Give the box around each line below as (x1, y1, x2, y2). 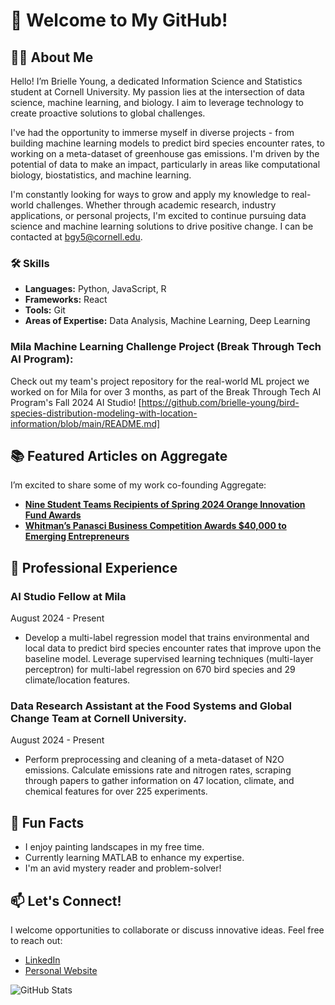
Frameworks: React (24, 294, 108, 306)
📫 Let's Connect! (10, 892, 122, 909)
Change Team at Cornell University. (10, 712, 187, 726)
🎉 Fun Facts (10, 814, 85, 831)
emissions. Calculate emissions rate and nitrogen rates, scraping (24, 764, 292, 776)
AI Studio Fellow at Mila (10, 589, 127, 603)
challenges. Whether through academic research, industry (35, 199, 277, 211)
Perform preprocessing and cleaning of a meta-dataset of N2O (24, 754, 285, 766)
